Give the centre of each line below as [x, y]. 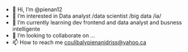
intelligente [26, 29]
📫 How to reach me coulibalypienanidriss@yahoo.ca [79, 42]
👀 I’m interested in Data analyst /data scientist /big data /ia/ [87, 16]
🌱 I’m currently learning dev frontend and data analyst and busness [97, 22]
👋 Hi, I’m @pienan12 [37, 9]
